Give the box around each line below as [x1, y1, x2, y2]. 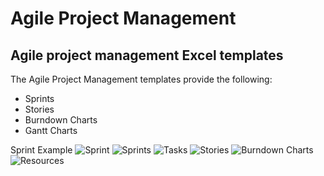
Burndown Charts [24, 114, 98, 126]
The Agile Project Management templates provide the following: [10, 73, 273, 85]
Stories [24, 103, 55, 115]
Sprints [24, 93, 55, 104]
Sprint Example [10, 144, 73, 156]
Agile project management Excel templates [10, 47, 284, 64]
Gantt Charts [24, 125, 78, 136]
